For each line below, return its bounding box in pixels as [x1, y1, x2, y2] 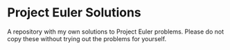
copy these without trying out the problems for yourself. [7, 34, 167, 42]
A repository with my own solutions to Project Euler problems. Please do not [7, 27, 224, 36]
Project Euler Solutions [7, 5, 142, 21]
